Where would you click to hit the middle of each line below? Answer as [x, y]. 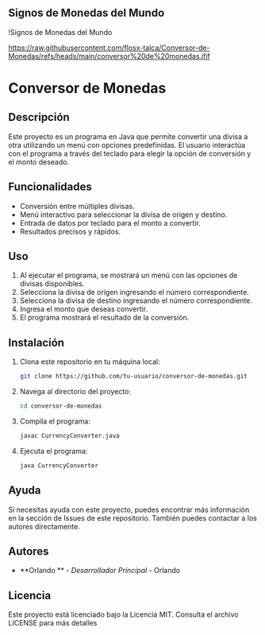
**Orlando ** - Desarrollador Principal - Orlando [100, 571]
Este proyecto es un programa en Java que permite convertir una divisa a [128, 136]
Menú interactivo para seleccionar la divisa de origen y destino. [123, 215]
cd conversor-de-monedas [61, 406]
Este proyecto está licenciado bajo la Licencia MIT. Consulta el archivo [123, 614]
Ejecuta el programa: [54, 451]
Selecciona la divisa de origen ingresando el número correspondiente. [134, 292]
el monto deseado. [39, 161]
